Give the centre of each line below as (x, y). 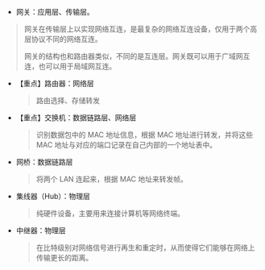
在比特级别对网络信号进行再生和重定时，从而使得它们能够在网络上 (145, 247)
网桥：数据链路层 (44, 162)
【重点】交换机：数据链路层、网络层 (76, 118)
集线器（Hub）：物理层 (53, 196)
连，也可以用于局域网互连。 (70, 66)
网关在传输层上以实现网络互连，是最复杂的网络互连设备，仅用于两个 (137, 29)
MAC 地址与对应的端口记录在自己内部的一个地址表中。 (126, 145)
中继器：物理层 (41, 231)
